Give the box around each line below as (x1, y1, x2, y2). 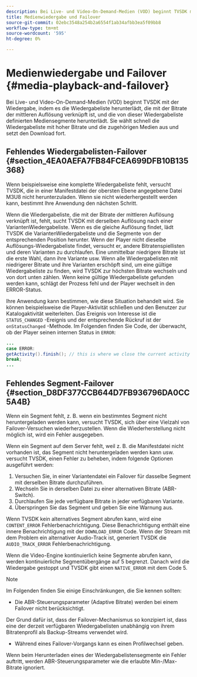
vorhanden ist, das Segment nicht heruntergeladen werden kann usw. (6, 449, 174, 456)
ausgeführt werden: (6, 461, 54, 468)
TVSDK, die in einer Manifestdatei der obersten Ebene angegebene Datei (6, 187, 183, 194)
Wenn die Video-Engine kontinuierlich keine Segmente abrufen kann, (6, 552, 173, 559)
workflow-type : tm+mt (6, 25, 59, 31)
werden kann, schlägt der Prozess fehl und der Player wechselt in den (6, 280, 175, 287)
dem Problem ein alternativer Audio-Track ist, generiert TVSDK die (6, 534, 167, 541)
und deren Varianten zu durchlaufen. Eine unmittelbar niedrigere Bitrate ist (6, 248, 186, 255)
